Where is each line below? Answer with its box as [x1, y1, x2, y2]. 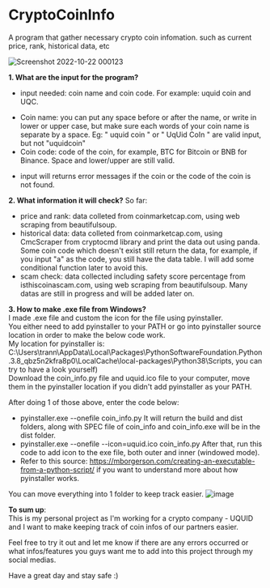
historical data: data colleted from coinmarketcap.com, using [19, 228, 223, 238]
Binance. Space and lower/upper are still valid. [19, 156, 175, 165]
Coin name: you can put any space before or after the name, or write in [19, 112, 257, 122]
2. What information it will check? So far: [8, 195, 148, 205]
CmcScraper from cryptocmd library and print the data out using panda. [19, 236, 260, 246]
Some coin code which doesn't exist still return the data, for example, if [19, 245, 258, 255]
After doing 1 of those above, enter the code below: [8, 397, 179, 407]
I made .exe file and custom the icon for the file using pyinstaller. [8, 313, 224, 322]
